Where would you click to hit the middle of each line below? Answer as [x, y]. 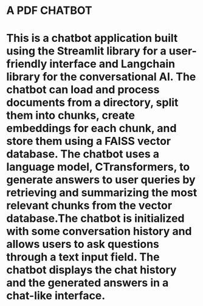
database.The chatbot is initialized [95, 218]
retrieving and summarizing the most [102, 193]
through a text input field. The [83, 257]
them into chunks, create [71, 115]
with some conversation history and [99, 231]
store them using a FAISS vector [89, 141]
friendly [27, 64]
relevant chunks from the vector [89, 206]
